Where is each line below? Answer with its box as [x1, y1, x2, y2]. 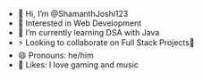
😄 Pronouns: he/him [17, 50, 94, 60]
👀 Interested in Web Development [17, 18, 142, 28]
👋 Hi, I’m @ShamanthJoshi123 [17, 9, 129, 19]
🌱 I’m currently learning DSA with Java [17, 28, 160, 37]
